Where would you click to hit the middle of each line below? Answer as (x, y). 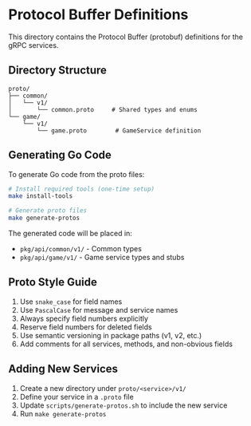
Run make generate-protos (63, 413)
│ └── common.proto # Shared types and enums (103, 109)
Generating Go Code (60, 155)
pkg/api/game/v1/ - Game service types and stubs (102, 258)
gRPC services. (33, 45)
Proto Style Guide (53, 282)
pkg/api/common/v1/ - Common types (80, 249)
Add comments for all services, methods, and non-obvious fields (126, 344)
